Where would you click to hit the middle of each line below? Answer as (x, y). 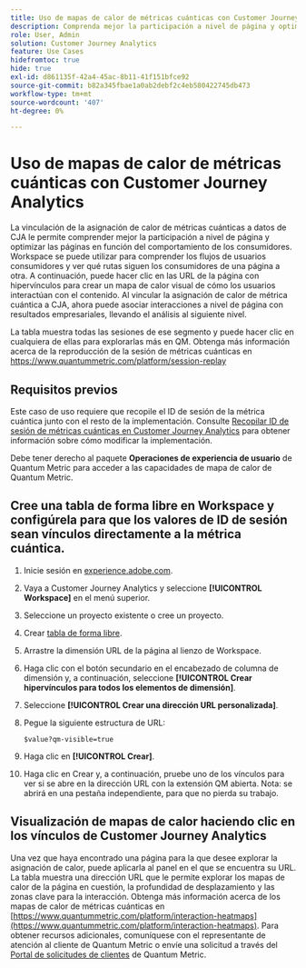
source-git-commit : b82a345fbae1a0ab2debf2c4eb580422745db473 (130, 85)
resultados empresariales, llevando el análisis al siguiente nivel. (129, 314)
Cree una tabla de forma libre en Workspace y (143, 506)
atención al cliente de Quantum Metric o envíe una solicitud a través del (144, 944)
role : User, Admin (45, 35)
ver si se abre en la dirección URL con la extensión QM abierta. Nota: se (158, 783)
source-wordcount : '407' (57, 102)
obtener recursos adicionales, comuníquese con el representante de (138, 935)
